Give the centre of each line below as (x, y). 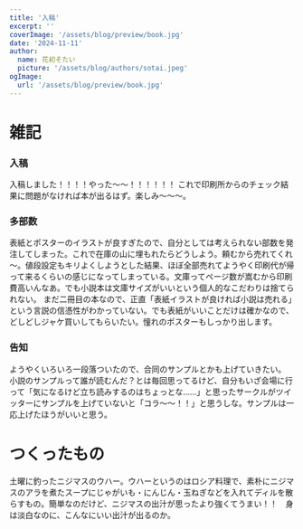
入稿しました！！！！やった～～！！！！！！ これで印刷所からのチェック (145, 184)
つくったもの (57, 454)
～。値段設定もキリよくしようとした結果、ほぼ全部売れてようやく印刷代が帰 (152, 265)
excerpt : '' (32, 26)
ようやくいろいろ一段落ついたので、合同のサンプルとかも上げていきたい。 (148, 369)
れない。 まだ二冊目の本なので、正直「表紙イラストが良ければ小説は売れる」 (151, 299)
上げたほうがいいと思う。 (65, 414)
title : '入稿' (35, 18)
